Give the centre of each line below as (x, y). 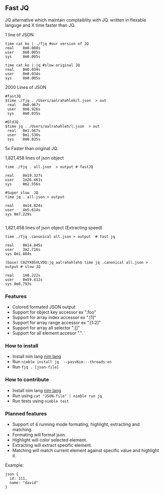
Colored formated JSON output (44, 307)
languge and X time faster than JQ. (40, 25)
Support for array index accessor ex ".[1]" (54, 318)
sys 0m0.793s (18, 284)
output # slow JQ (23, 267)
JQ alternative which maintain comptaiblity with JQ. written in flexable (76, 20)
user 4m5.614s (23, 210)
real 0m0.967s (24, 105)
